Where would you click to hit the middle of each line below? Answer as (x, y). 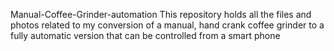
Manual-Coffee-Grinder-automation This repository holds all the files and (161, 14)
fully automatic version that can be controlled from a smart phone (145, 35)
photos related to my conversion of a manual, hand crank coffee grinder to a (167, 25)
